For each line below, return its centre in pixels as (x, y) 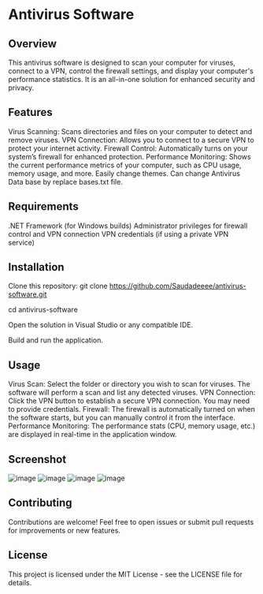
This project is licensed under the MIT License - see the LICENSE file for (125, 574)
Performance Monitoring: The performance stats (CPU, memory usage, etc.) (132, 426)
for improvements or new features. (64, 530)
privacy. (21, 88)
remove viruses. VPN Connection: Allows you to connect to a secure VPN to (131, 140)
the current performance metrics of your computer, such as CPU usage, (125, 165)
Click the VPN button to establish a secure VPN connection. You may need (129, 401)
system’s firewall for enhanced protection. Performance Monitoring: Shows (130, 156)
